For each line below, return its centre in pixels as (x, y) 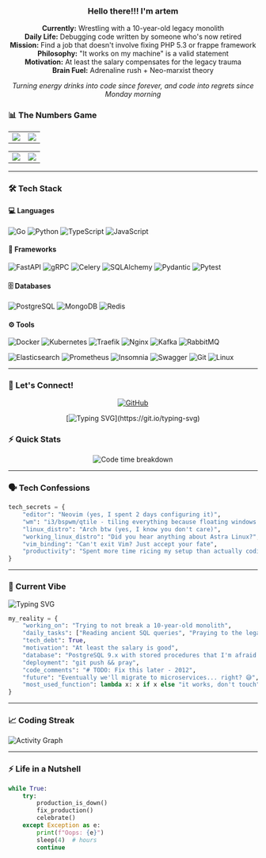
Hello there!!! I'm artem (133, 11)
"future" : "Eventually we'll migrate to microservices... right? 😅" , (141, 677)
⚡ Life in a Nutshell (45, 769)
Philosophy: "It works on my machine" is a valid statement (133, 54)
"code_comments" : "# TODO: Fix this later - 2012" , (109, 670)
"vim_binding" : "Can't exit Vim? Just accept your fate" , (120, 544)
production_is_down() (72, 803)
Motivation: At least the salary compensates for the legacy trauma (133, 62)
